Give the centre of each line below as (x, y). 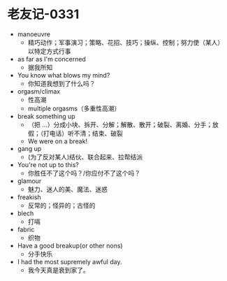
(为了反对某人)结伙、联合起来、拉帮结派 (85, 157)
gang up (29, 148)
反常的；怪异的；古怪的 (61, 205)
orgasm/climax (39, 91)
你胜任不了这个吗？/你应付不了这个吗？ (84, 173)
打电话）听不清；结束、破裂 (83, 133)
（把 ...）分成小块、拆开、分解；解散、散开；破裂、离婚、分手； (120, 124)
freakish (29, 197)
